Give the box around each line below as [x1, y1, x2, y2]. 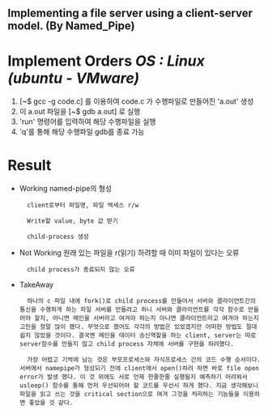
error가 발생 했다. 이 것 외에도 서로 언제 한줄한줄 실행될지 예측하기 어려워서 [19, 373, 248, 382]
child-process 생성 [27, 233, 90, 241]
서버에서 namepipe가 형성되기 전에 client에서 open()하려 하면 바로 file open [19, 365, 260, 373]
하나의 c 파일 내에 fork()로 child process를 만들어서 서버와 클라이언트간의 [27, 297, 257, 305]
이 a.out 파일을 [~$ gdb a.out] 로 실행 [19, 107, 141, 117]
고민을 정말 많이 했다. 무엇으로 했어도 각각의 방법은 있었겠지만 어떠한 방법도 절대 [19, 323, 257, 331]
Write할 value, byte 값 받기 [27, 217, 118, 225]
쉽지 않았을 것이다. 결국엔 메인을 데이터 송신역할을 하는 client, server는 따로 [19, 331, 257, 339]
